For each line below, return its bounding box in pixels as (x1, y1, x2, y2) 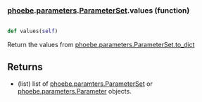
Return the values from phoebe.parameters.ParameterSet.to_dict (7, 41, 195, 49)
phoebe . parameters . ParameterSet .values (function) (7, 6, 190, 15)
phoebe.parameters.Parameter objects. (17, 87, 132, 95)
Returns (7, 60, 44, 72)
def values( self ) (7, 27, 58, 35)
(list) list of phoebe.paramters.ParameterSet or (17, 79, 153, 88)
